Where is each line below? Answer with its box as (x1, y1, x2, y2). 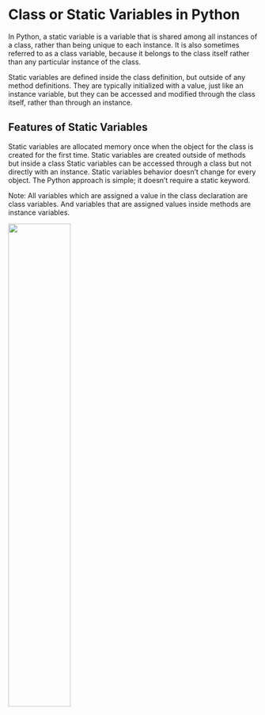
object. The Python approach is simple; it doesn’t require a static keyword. (8, 175, 251, 185)
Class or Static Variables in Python (8, 6, 240, 24)
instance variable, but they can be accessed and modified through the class (8, 89, 256, 98)
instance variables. (8, 208, 70, 217)
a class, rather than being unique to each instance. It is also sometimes (8, 40, 240, 49)
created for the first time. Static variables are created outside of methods (8, 150, 246, 159)
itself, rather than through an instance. (8, 97, 133, 107)
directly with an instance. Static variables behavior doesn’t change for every (8, 166, 256, 176)
